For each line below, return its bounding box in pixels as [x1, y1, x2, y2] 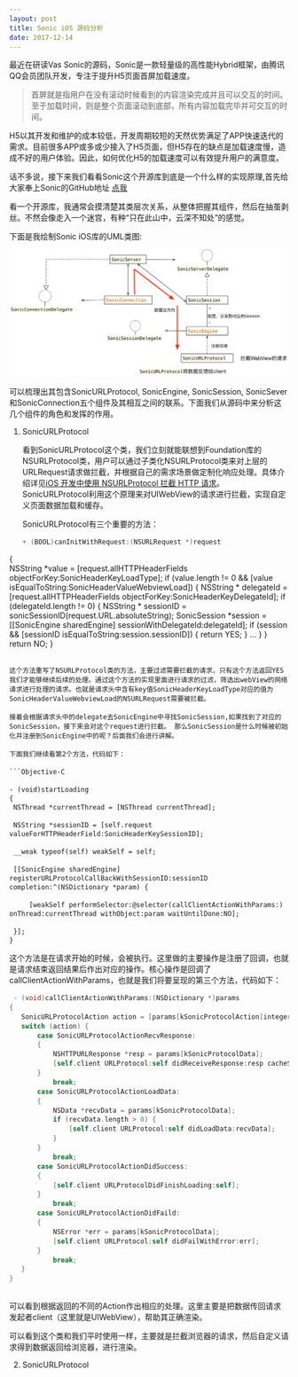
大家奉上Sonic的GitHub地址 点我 [9, 183, 128, 193]
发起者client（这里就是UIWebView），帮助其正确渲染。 [9, 1312, 208, 1323]
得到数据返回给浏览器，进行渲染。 [16, 1342, 142, 1352]
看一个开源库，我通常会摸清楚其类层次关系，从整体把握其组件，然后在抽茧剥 [9, 201, 289, 212]
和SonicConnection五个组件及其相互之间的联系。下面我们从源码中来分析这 [9, 397, 282, 408]
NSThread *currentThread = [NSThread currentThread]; [12, 803, 216, 812]
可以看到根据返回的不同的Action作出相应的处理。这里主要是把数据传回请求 [9, 1301, 282, 1311]
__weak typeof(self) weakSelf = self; [12, 848, 157, 857]
